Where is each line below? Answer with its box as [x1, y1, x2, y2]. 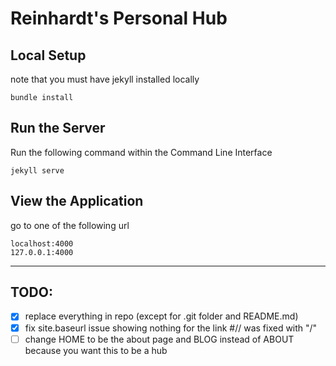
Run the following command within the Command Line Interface [10, 146, 273, 158]
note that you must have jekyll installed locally [10, 73, 200, 85]
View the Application [10, 193, 144, 210]
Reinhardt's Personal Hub [10, 7, 228, 30]
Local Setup [10, 47, 87, 64]
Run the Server [10, 120, 106, 137]
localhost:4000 [10, 238, 74, 249]
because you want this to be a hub [24, 344, 168, 356]
